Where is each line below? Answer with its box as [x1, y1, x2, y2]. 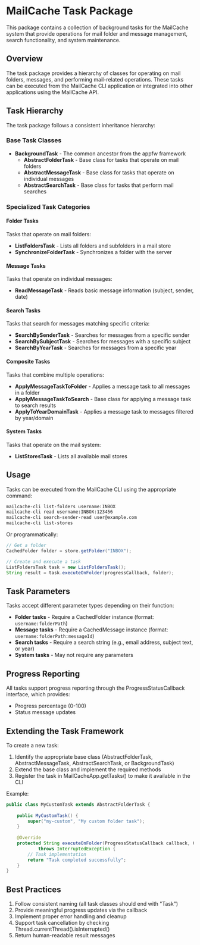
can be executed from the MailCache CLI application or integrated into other [6, 82, 193, 89]
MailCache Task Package [6, 4, 133, 18]
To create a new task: [6, 741, 60, 749]
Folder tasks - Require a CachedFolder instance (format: [14, 614, 154, 621]
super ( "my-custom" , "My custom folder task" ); [27, 818, 145, 824]
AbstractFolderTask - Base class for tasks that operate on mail [23, 156, 179, 163]
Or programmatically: [6, 531, 58, 538]
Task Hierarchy [6, 106, 64, 116]
